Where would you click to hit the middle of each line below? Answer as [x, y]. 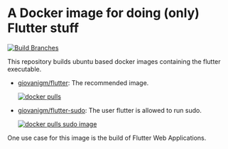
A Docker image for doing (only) [104, 13]
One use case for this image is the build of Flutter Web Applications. [107, 138]
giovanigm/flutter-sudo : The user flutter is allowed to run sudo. [110, 110]
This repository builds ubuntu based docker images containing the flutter [114, 61]
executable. [25, 69]
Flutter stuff [43, 28]
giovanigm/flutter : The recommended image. [83, 82]
